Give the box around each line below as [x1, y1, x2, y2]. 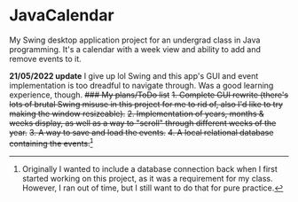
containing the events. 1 [9, 136, 93, 149]
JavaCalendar [9, 5, 114, 26]
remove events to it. [9, 53, 82, 64]
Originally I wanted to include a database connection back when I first [21, 163, 278, 174]
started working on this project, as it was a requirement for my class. [21, 173, 273, 183]
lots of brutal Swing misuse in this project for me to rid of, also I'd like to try [9, 98, 284, 109]
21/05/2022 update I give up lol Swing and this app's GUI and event [9, 70, 259, 81]
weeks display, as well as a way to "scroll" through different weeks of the [9, 117, 277, 128]
